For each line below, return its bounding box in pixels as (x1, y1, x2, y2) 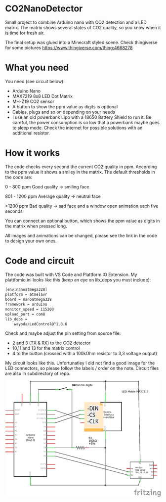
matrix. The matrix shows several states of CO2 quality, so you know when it (5, 24, 161, 30)
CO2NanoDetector (5, 3, 83, 14)
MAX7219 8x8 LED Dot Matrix (12, 93, 73, 99)
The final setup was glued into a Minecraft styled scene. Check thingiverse (5, 39, 158, 45)
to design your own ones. (5, 238, 57, 244)
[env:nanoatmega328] (5, 287, 48, 292)
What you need (5, 62, 69, 73)
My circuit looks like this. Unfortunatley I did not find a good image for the (5, 360, 155, 366)
